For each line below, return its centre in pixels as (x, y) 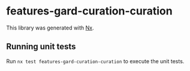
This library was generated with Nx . (50, 28)
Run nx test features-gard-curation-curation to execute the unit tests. (95, 61)
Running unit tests (41, 47)
